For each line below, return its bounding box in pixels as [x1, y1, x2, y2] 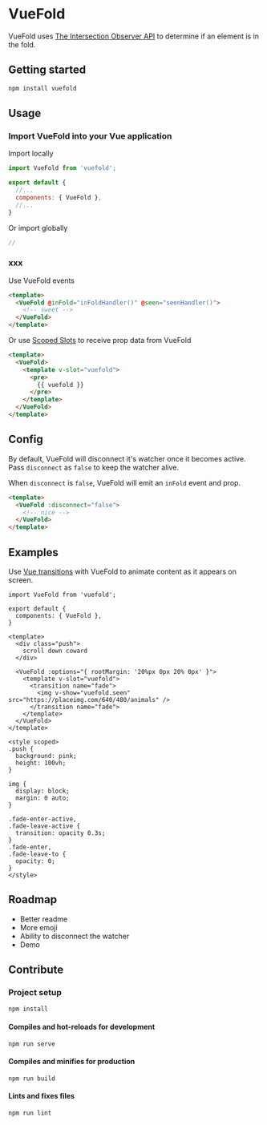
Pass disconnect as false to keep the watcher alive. [8, 462, 179, 472]
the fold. [8, 39, 36, 49]
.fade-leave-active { [8, 822, 81, 830]
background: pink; [15, 752, 78, 760]
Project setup [8, 987, 62, 998]
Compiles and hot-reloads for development [8, 1022, 156, 1032]
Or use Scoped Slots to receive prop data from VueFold [8, 336, 192, 345]
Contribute [8, 963, 64, 977]
